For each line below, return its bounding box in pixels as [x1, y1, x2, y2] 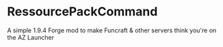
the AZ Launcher [7, 33, 55, 41]
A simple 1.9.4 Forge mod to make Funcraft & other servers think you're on [7, 26, 217, 34]
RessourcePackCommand [7, 4, 158, 19]
